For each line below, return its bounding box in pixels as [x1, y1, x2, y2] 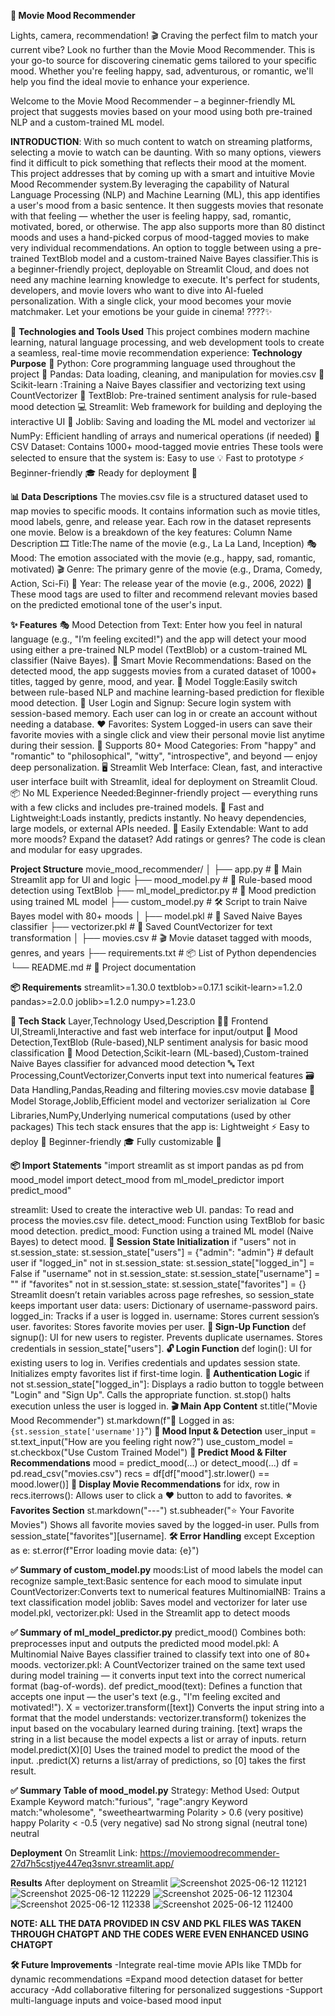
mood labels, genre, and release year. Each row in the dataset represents [10, 516, 312, 527]
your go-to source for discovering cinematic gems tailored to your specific [10, 55, 317, 66]
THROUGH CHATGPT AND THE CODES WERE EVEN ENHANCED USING [10, 1928, 309, 1940]
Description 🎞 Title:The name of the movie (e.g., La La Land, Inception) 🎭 [10, 538, 317, 549]
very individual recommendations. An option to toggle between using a [10, 242, 302, 254]
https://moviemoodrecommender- [139, 1847, 280, 1859]
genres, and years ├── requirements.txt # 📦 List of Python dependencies [10, 947, 317, 959]
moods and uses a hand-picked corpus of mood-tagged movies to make [10, 231, 310, 243]
